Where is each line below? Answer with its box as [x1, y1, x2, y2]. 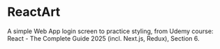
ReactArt [7, 4, 61, 20]
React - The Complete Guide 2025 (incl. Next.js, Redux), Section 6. [7, 34, 200, 42]
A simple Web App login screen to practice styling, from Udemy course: [7, 27, 214, 35]
